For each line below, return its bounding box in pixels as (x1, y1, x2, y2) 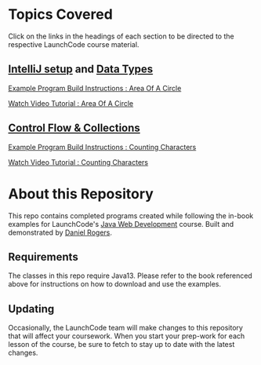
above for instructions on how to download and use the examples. (8, 279, 222, 289)
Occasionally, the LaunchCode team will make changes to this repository (8, 323, 243, 333)
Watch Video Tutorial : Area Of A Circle (8, 98, 134, 108)
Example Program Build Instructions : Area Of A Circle (8, 83, 182, 93)
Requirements (8, 250, 78, 264)
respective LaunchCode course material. (8, 39, 140, 49)
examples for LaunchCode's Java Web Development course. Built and (8, 219, 234, 228)
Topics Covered (8, 5, 114, 24)
